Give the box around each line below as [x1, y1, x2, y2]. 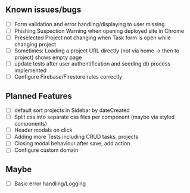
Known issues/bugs [5, 5, 82, 15]
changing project [14, 41, 57, 48]
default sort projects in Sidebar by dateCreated [14, 107, 130, 114]
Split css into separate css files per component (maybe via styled [14, 113, 175, 121]
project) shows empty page [14, 54, 82, 61]
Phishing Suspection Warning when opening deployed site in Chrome [14, 27, 185, 35]
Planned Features [5, 91, 73, 101]
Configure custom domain [14, 147, 79, 154]
